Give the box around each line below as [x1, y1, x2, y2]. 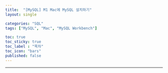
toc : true [5, 34, 26, 40]
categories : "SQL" [5, 21, 43, 26]
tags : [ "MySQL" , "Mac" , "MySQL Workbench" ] [5, 25, 97, 30]
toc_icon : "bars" [5, 48, 41, 53]
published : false [5, 53, 41, 58]
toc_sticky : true [5, 39, 41, 44]
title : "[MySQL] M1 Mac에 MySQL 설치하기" [5, 7, 92, 12]
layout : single [5, 12, 37, 17]
